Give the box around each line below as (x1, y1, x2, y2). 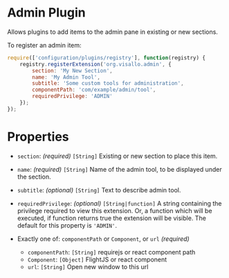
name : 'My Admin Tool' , (32, 74, 100, 81)
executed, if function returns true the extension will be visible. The (17, 214, 206, 222)
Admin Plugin (7, 5, 86, 21)
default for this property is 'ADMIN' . (17, 221, 118, 229)
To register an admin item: (7, 41, 82, 49)
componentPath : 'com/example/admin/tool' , (32, 86, 156, 94)
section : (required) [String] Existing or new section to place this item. (17, 152, 218, 160)
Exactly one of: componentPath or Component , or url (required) (17, 235, 190, 243)
